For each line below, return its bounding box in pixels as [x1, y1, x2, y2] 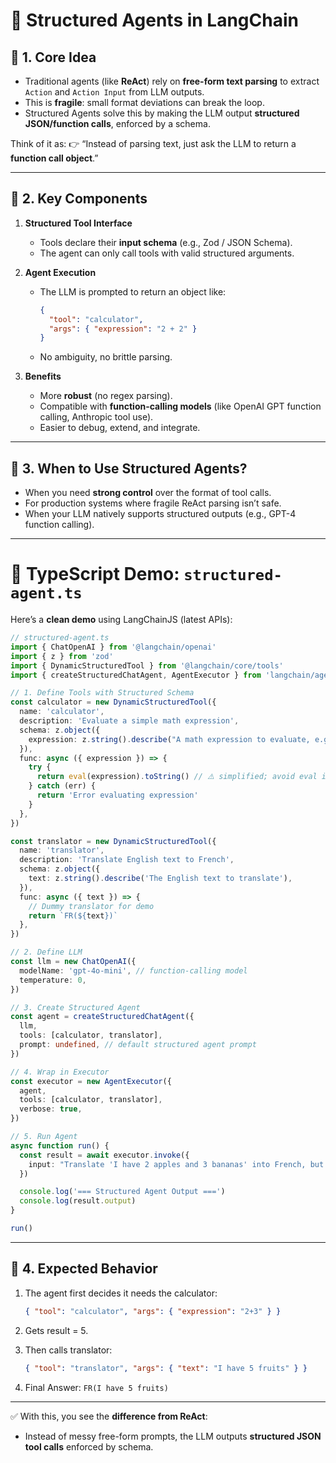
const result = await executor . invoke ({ [19, 1150, 190, 1160]
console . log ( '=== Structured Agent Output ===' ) [19, 1187, 226, 1197]
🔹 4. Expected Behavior [10, 1260, 158, 1278]
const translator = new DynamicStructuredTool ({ [10, 836, 217, 846]
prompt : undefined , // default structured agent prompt [19, 1040, 257, 1050]
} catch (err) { [28, 781, 97, 791]
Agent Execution [24, 266, 97, 278]
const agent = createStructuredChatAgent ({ [10, 1012, 195, 1022]
